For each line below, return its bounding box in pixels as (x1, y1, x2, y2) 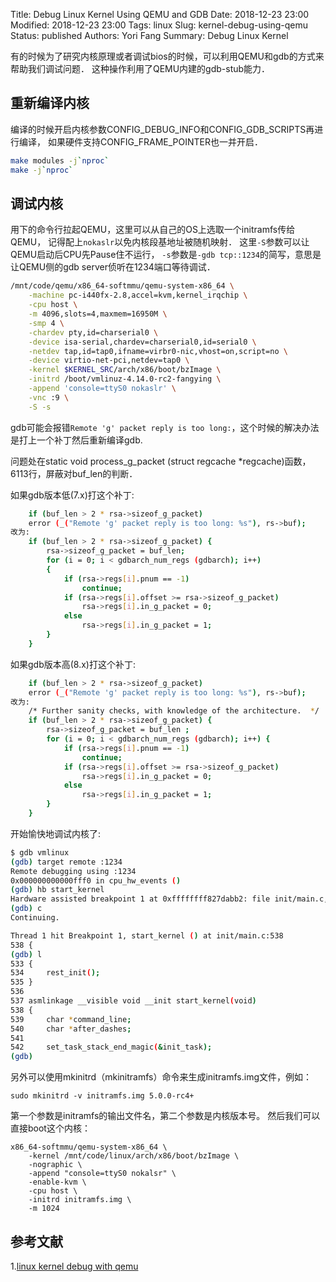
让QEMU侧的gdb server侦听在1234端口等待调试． (10, 261, 216, 273)
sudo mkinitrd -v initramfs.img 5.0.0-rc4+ (10, 1091, 195, 1101)
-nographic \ (28, 1160, 83, 1170)
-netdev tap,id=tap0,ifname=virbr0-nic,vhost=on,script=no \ (28, 346, 288, 356)
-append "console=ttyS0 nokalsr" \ (28, 1169, 177, 1179)
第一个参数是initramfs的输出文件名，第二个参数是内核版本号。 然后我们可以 (10, 1110, 321, 1122)
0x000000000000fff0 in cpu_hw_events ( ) (10, 875, 182, 886)
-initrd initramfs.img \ (28, 1195, 132, 1205)
